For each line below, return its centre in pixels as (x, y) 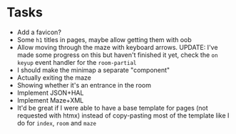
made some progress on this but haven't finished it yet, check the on (117, 55)
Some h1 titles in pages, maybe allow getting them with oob (104, 39)
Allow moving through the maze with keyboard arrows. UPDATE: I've (117, 47)
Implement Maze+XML (50, 100)
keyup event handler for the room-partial (77, 62)
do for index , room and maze (57, 123)
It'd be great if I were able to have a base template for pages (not (112, 108)
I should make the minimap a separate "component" (93, 70)
